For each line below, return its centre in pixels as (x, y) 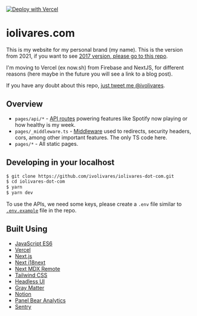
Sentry (23, 306)
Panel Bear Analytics (40, 300)
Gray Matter (29, 287)
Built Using (27, 229)
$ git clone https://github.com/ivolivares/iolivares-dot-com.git (90, 176)
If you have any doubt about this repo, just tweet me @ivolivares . (86, 85)
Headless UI (30, 281)
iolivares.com (41, 33)
